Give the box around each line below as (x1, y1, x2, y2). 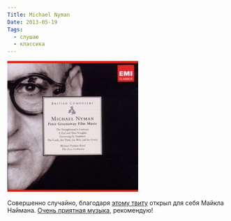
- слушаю (13, 33, 39, 40)
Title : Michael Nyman (7, 11, 70, 18)
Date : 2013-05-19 (7, 18, 58, 26)
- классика (13, 40, 45, 48)
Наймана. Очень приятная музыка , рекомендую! (7, 206, 154, 215)
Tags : (7, 26, 23, 33)
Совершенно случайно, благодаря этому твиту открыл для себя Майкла (7, 199, 225, 207)
